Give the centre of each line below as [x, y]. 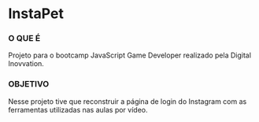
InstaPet [36, 14]
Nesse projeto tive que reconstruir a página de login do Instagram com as [128, 101]
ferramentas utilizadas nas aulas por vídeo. [78, 109]
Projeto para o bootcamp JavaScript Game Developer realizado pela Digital [130, 55]
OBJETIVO [29, 84]
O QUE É [24, 39]
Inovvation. [26, 64]
